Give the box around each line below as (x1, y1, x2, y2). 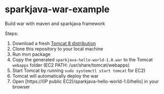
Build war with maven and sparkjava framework (5, 20, 106, 27)
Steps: (5, 30, 18, 36)
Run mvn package (12, 51, 51, 57)
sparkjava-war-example (5, 4, 110, 15)
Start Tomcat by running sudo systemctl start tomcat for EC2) (12, 67, 146, 74)
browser (12, 83, 30, 90)
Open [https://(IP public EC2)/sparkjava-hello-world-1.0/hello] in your (12, 78, 159, 84)
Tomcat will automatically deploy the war (12, 73, 99, 79)
